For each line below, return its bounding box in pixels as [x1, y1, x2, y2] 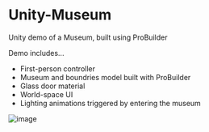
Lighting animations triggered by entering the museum [19, 98, 202, 108]
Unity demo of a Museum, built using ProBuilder [8, 32, 168, 42]
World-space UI [19, 89, 73, 99]
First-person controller [19, 63, 95, 74]
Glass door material [19, 81, 86, 91]
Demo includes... [8, 48, 65, 57]
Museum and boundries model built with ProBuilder [19, 72, 191, 82]
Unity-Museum [8, 6, 112, 24]
